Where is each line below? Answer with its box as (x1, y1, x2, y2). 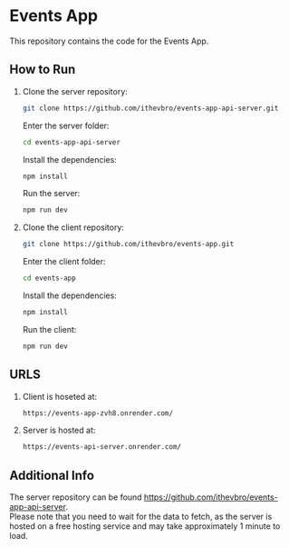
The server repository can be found (9, 492, 142, 503)
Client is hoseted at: (22, 391, 98, 402)
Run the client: (22, 324, 77, 334)
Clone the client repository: (22, 222, 125, 233)
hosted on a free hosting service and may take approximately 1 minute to (9, 521, 281, 532)
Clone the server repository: (22, 85, 129, 96)
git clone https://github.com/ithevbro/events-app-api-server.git (22, 104, 279, 113)
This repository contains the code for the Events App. (9, 35, 209, 46)
